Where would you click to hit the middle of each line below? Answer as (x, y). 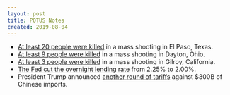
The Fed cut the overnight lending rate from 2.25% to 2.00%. (107, 69)
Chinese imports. (42, 84)
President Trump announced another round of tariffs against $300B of (120, 77)
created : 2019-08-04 (38, 27)
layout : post (27, 14)
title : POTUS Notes (36, 20)
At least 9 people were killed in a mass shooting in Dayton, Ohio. (111, 54)
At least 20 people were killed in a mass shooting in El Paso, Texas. (115, 47)
